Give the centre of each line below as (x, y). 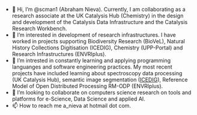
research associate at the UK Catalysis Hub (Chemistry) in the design (98, 16)
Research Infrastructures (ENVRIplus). (59, 54)
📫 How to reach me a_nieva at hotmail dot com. (71, 106)
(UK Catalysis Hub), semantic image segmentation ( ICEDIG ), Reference (100, 79)
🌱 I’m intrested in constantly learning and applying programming (91, 61)
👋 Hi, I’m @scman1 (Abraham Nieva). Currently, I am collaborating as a (99, 9)
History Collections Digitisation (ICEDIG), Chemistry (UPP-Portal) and (97, 48)
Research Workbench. (39, 28)
